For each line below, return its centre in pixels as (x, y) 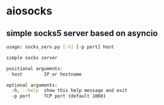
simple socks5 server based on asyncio (82, 33)
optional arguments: (32, 85)
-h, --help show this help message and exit (70, 91)
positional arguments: (35, 68)
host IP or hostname (47, 74)
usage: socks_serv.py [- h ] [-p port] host (60, 47)
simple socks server (32, 58)
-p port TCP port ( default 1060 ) (59, 96)
